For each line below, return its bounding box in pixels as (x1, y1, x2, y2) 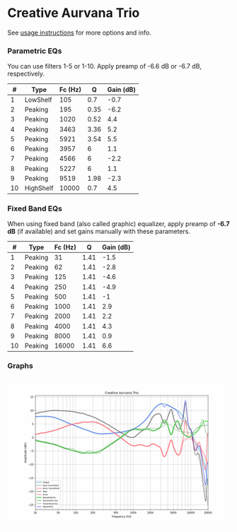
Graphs (7, 361, 33, 371)
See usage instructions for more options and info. (7, 28, 152, 37)
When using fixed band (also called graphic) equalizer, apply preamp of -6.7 (7, 220, 230, 228)
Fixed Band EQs (7, 203, 62, 213)
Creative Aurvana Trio (7, 5, 140, 21)
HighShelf (24, 184, 54, 192)
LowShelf (24, 95, 52, 104)
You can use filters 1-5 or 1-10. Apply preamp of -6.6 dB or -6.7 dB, (7, 62, 202, 71)
